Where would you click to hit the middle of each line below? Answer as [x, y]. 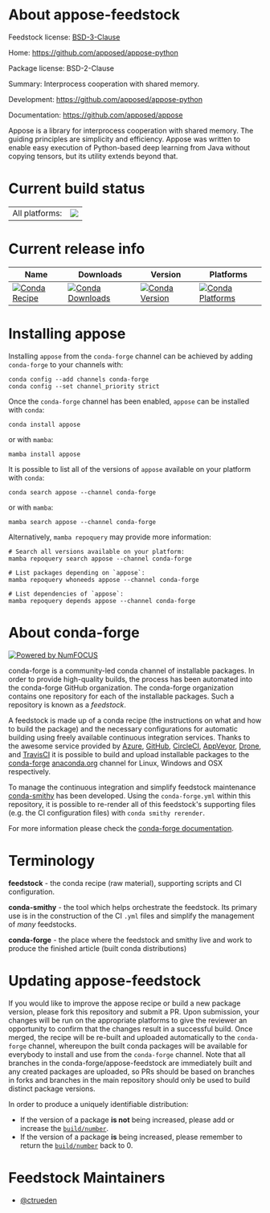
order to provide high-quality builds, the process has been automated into [131, 679]
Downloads [100, 274]
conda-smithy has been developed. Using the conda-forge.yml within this [130, 795]
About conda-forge [74, 632]
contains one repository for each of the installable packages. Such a [121, 696]
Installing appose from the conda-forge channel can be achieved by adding [131, 356]
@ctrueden [39, 1200]
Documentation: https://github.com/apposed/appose [96, 115]
